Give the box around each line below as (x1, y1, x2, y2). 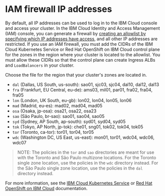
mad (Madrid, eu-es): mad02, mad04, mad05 (12, 102, 103, 108)
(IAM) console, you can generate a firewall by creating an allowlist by (5, 30, 146, 36)
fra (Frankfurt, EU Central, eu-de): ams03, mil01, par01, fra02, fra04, (12, 87, 153, 93)
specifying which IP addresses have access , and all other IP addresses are (5, 36, 158, 42)
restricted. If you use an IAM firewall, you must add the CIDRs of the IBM (5, 41, 153, 47)
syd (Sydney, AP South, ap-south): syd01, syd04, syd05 (12, 118, 126, 124)
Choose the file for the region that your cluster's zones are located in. (5, 72, 147, 78)
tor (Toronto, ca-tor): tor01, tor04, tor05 (12, 129, 94, 135)
